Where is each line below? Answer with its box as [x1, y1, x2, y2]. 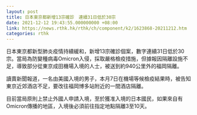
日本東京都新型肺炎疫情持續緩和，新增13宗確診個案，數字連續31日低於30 [6, 48, 185, 55]
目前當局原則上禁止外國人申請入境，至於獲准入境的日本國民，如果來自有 [6, 95, 183, 103]
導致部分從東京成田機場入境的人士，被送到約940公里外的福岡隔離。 [16, 63, 183, 70]
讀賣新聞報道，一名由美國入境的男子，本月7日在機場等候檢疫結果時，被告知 [6, 75, 191, 82]
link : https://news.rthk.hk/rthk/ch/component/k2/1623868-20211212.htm [6, 25, 187, 31]
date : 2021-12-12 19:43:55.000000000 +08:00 [6, 20, 118, 25]
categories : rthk [6, 31, 49, 37]
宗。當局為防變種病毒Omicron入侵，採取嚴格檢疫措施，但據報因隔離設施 [6, 55, 183, 62]
